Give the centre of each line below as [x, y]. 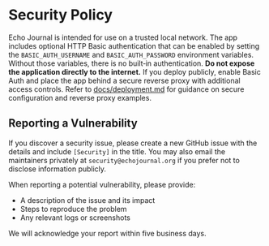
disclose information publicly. [58, 169]
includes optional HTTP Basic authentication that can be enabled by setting [134, 45]
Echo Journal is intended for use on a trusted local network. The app [123, 37]
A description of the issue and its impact [88, 200]
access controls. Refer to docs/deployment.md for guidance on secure [126, 89]
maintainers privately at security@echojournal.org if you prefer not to [124, 160]
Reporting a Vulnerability [73, 123]
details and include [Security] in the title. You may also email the [117, 151]
